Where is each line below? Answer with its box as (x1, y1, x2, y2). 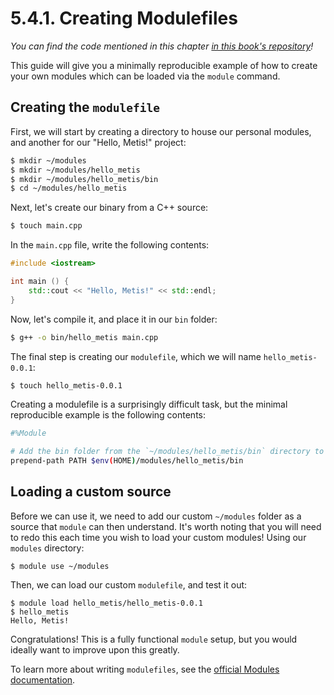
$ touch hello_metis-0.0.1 (10, 380, 123, 391)
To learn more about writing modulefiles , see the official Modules (10, 663, 280, 675)
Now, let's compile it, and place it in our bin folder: (10, 313, 218, 325)
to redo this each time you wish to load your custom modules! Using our (10, 531, 307, 543)
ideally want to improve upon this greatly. (10, 643, 180, 656)
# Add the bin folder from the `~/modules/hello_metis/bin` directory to (10, 447, 325, 457)
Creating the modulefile (10, 99, 160, 116)
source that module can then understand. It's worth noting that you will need (10, 520, 322, 532)
